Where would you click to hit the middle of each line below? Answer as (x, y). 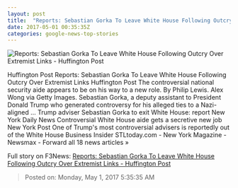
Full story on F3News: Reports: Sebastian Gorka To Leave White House (111, 156)
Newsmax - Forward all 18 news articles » (68, 143)
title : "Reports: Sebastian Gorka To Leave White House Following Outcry (120, 20)
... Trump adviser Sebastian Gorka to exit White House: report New (128, 112)
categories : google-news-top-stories (63, 34)
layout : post (27, 14)
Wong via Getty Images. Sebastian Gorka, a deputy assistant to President (114, 98)
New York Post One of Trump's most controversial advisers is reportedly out (119, 127)
